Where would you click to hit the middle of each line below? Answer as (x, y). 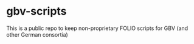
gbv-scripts (36, 11)
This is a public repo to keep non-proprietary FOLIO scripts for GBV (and (97, 28)
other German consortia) (37, 34)
